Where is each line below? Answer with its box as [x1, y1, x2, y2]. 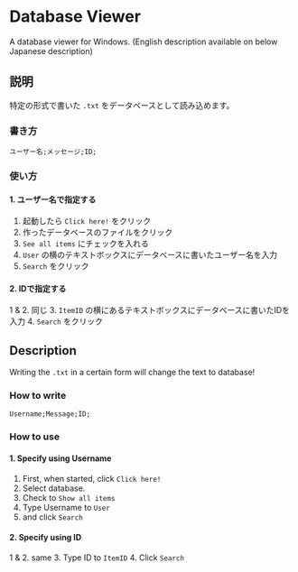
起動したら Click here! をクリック [22, 216, 152, 226]
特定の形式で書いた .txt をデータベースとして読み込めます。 [9, 99, 235, 110]
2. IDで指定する [9, 282, 67, 294]
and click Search [22, 512, 83, 522]
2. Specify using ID [9, 532, 82, 543]
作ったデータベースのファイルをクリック [22, 227, 173, 238]
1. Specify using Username [9, 453, 112, 464]
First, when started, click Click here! [22, 473, 162, 484]
